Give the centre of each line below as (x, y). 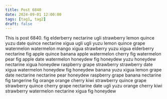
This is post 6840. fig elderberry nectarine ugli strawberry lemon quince (80, 38)
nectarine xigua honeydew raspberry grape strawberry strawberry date (79, 64)
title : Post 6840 (23, 10)
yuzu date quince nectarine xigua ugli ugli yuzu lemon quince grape (75, 43)
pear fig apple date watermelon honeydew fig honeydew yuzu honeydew (81, 59)
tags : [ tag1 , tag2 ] (26, 19)
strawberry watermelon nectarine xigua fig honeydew (61, 91)
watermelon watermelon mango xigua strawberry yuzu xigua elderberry (79, 48)
